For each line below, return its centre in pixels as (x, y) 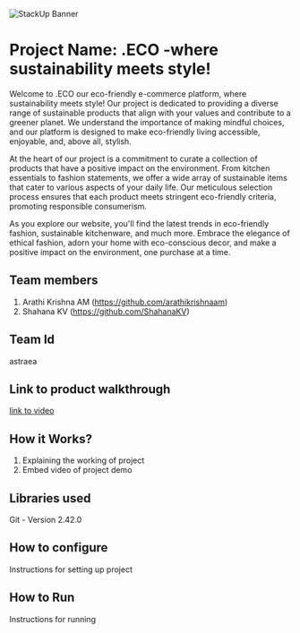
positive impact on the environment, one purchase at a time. (120, 252)
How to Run (42, 598)
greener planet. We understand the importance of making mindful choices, (147, 122)
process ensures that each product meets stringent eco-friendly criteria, (143, 196)
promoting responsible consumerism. (78, 206)
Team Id (32, 340)
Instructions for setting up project (71, 569)
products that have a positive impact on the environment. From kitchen (140, 168)
